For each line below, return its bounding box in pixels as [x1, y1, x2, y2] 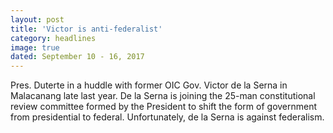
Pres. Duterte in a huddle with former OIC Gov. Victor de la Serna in [10, 79, 288, 91]
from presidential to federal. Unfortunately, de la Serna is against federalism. [10, 111, 325, 123]
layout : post [10, 14, 65, 25]
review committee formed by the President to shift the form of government [10, 101, 318, 113]
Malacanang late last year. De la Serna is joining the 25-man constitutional [10, 90, 316, 102]
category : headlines [10, 33, 97, 43]
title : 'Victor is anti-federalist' [10, 24, 163, 34]
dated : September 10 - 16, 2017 [10, 52, 145, 62]
